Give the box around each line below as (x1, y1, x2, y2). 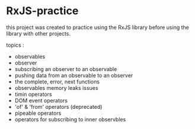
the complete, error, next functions (14, 78, 100, 85)
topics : (6, 41, 25, 49)
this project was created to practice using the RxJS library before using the (6, 24, 190, 31)
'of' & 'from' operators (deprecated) (14, 103, 103, 110)
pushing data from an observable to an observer (14, 72, 133, 79)
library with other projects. (6, 30, 71, 37)
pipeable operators (14, 109, 62, 117)
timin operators (14, 91, 52, 98)
